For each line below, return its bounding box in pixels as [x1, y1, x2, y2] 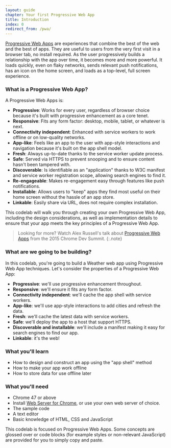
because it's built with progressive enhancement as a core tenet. [12, 113, 149, 119]
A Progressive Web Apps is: [5, 98, 64, 104]
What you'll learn [5, 348, 49, 355]
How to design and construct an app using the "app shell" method [12, 360, 152, 366]
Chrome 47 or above [12, 394, 56, 401]
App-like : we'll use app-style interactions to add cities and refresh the [12, 302, 161, 309]
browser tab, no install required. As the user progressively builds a [5, 52, 145, 58]
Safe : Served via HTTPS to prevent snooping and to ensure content [12, 156, 155, 162]
